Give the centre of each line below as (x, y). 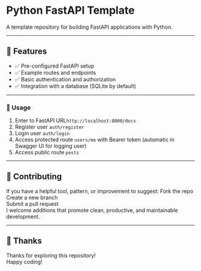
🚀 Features (27, 51)
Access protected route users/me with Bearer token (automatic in (95, 140)
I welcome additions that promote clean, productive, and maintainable (92, 210)
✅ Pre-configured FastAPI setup (54, 66)
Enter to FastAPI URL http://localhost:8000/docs (75, 121)
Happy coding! (25, 261)
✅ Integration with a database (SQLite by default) (75, 86)
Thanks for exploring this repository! (51, 255)
